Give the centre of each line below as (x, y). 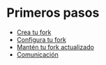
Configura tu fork (41, 39)
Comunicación (37, 55)
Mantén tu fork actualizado (55, 47)
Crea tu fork (34, 32)
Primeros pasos (53, 13)
